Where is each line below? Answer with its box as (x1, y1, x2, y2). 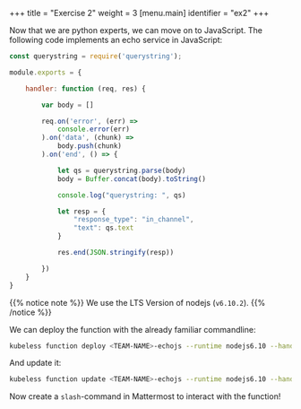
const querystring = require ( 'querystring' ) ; (9, 52, 182, 61)
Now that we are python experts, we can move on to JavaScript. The (9, 25, 262, 35)
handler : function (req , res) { (25, 84, 146, 93)
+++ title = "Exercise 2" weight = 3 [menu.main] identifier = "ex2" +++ (9, 8, 270, 18)
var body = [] (41, 100, 94, 109)
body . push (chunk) (56, 142, 123, 151)
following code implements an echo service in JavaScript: (9, 35, 223, 45)
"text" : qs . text (73, 223, 134, 232)
